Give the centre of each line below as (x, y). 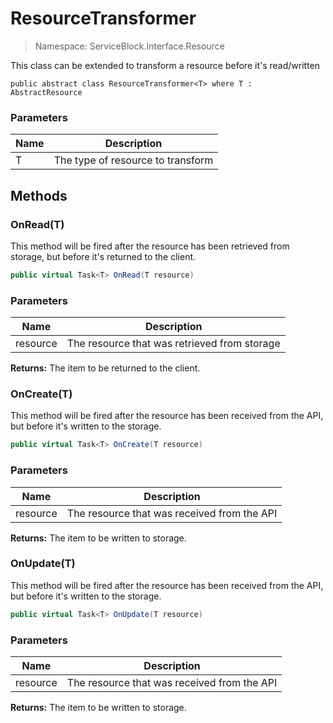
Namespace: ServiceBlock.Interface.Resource (129, 46)
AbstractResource (46, 92)
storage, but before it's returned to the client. (103, 256)
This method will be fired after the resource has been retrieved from (150, 246)
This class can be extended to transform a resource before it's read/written (165, 65)
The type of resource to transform (133, 160)
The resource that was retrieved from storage (173, 344)
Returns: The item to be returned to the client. (105, 368)
